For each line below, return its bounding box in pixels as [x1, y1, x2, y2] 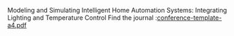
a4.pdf [7, 21, 27, 29]
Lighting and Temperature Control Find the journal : [7, 13, 158, 22]
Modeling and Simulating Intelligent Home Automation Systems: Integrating [7, 6, 228, 14]
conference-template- [156, 13, 222, 22]
